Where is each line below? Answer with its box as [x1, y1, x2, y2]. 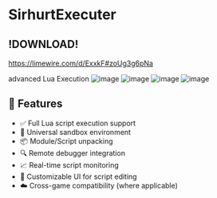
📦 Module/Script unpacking [19, 136, 113, 145]
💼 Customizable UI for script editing [19, 172, 137, 181]
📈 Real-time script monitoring [19, 160, 120, 169]
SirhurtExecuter [8, 6, 117, 24]
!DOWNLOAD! [8, 38, 79, 51]
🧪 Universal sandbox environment [19, 127, 132, 137]
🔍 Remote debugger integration [19, 148, 126, 157]
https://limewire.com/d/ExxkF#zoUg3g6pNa [8, 58, 154, 68]
